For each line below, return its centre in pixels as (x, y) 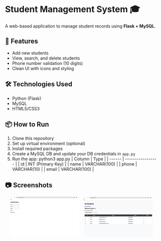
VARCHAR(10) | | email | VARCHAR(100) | (53, 169)
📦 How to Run (27, 124)
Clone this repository (33, 138)
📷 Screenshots (29, 185)
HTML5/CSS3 (26, 108)
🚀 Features (22, 41)
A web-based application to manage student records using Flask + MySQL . (80, 26)
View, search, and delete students (46, 58)
